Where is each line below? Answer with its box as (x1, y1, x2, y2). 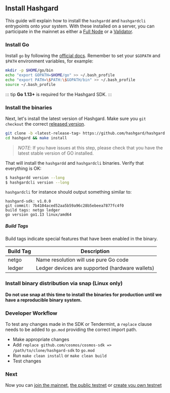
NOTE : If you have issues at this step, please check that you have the (17, 144, 163, 150)
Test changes (12, 358, 42, 364)
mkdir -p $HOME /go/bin (5, 68, 53, 73)
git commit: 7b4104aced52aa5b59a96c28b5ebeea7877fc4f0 (5, 203, 124, 208)
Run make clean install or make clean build (12, 352, 107, 358)
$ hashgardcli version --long (5, 180, 70, 185)
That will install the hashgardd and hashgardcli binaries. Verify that (5, 160, 144, 166)
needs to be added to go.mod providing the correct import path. (5, 326, 137, 332)
